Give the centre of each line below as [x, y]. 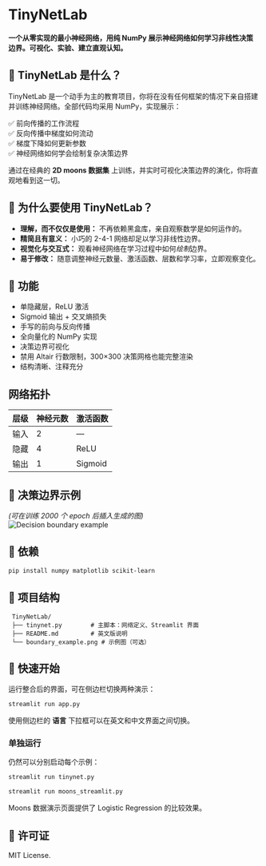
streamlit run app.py [44, 705]
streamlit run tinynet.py [51, 777]
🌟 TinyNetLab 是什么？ [65, 75]
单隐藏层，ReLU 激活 [54, 307]
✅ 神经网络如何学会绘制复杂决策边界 [68, 153]
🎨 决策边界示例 [45, 495]
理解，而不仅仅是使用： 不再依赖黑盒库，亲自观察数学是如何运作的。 [133, 228]
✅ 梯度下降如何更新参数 [47, 143]
